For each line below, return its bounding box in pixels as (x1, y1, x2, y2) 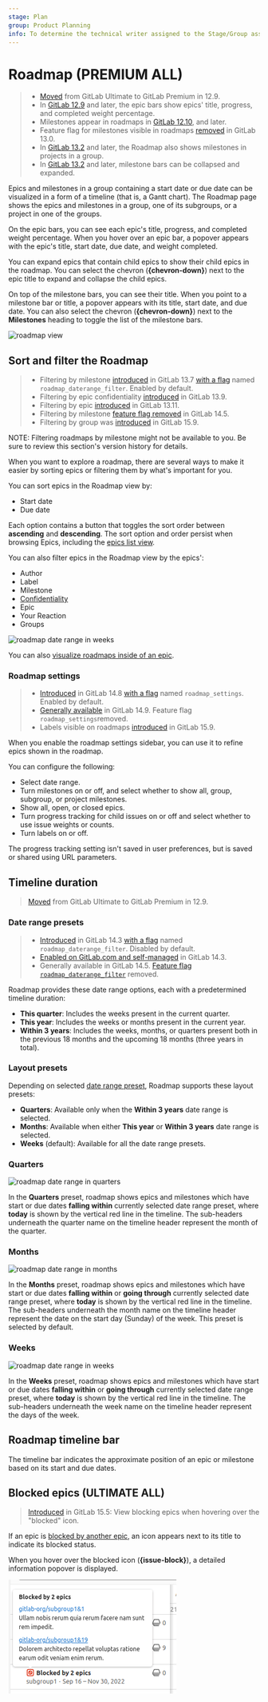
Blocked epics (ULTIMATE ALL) (8, 1486, 165, 1500)
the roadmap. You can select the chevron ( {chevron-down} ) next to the (8, 266, 245, 275)
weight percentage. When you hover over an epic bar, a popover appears (8, 233, 249, 243)
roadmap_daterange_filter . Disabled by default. (39, 944, 195, 953)
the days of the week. (8, 1410, 80, 1420)
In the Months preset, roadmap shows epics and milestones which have (8, 1280, 246, 1289)
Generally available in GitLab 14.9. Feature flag (39, 705, 193, 715)
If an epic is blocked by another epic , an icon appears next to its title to (8, 1532, 242, 1541)
